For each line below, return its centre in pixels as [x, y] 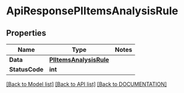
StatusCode [26, 69]
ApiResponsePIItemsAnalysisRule [92, 11]
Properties [26, 33]
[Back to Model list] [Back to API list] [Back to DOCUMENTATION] [87, 84]
